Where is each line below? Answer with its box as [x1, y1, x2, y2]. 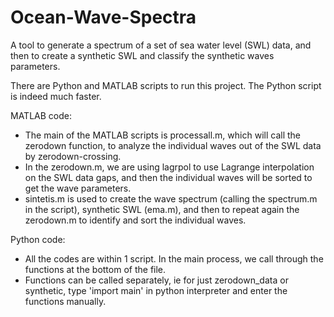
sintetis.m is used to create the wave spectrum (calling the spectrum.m [24, 192, 318, 205]
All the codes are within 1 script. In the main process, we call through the [24, 252, 324, 265]
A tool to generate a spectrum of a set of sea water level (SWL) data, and [10, 39, 312, 51]
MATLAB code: [10, 109, 72, 121]
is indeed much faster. [10, 90, 102, 102]
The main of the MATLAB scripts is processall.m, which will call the [24, 129, 301, 141]
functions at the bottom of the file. [24, 263, 167, 275]
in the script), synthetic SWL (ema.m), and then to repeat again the [24, 203, 300, 215]
